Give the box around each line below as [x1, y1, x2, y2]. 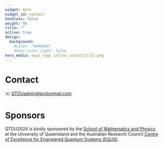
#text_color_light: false [14, 48, 67, 53]
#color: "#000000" [14, 44, 51, 49]
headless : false [5, 16, 38, 21]
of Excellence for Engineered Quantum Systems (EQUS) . [5, 136, 119, 143]
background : [9, 39, 34, 44]
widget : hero [5, 7, 32, 12]
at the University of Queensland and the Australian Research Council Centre [5, 131, 158, 137]
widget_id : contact [5, 12, 45, 17]
